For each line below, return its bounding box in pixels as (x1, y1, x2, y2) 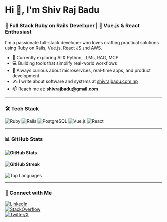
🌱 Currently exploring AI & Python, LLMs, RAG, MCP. (12, 55, 120, 61)
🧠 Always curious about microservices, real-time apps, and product (12, 67, 151, 74)
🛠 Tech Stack (5, 105, 39, 112)
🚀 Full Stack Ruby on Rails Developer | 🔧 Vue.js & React (5, 22, 140, 29)
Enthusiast (5, 28, 32, 35)
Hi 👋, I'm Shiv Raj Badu (5, 4, 100, 16)
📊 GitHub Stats (5, 135, 43, 142)
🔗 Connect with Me (5, 189, 52, 196)
